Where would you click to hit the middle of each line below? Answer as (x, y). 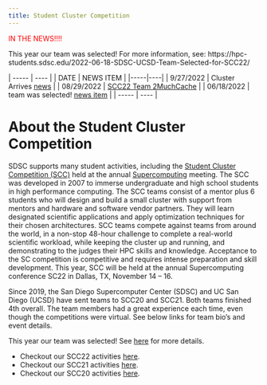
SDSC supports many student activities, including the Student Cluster (122, 166)
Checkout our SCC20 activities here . (80, 373)
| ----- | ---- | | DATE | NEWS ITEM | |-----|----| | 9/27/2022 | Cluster (122, 77)
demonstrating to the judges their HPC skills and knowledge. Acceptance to (133, 250)
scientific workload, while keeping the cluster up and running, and (117, 242)
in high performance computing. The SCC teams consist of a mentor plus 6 (132, 191)
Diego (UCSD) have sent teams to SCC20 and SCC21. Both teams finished (130, 300)
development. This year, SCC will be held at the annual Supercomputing (126, 267)
